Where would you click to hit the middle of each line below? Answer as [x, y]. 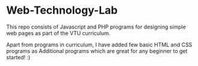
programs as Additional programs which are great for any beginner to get [97, 51]
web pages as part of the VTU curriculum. [58, 33]
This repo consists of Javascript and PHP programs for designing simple [96, 27]
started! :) [18, 57]
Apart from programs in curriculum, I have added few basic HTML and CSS [99, 45]
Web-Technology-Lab [62, 10]
